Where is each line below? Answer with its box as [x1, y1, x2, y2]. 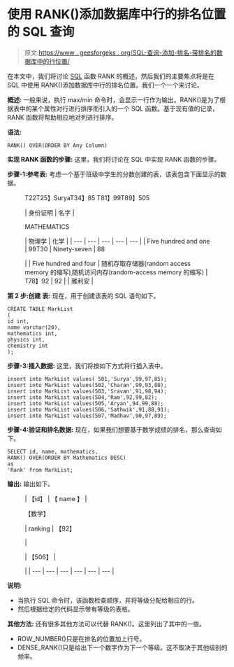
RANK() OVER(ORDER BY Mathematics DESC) [7, 454, 127, 461]
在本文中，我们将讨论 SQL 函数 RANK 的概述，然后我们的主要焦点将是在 [7, 71, 214, 80]
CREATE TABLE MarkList [7, 305, 73, 312]
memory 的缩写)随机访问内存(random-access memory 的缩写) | [24, 267, 208, 276]
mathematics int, [7, 330, 58, 337]
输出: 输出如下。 [7, 479, 54, 488]
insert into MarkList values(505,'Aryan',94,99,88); [7, 400, 164, 407]
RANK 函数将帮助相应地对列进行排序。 [7, 113, 118, 121]
